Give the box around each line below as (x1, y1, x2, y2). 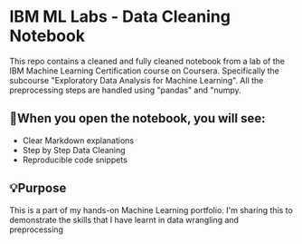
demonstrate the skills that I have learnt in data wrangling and (9, 214, 240, 225)
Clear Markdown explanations (22, 134, 135, 146)
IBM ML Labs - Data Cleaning (9, 6, 231, 27)
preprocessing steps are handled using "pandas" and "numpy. (9, 84, 241, 95)
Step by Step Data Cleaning (22, 144, 126, 155)
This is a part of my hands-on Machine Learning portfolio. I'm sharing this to (9, 204, 294, 215)
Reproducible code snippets (22, 154, 128, 165)
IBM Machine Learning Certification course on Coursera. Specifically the (9, 65, 280, 76)
